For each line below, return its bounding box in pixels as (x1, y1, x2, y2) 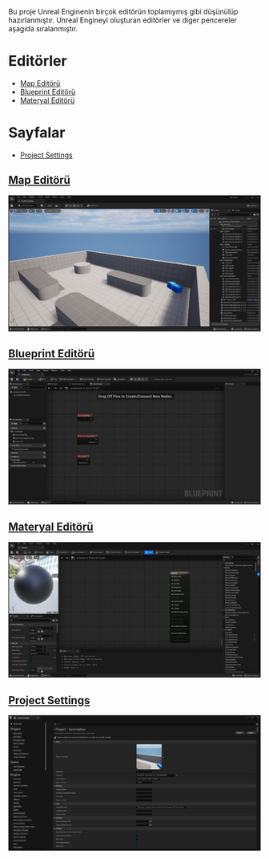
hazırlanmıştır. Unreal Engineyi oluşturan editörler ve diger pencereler (8, 15, 238, 25)
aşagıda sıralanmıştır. (8, 24, 78, 33)
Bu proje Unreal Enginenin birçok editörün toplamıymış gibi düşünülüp (8, 7, 239, 16)
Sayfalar (8, 124, 66, 142)
